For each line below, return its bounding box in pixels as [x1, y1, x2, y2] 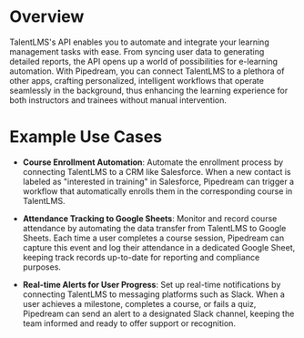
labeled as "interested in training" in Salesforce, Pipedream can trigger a [22, 176, 294, 187]
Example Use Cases [9, 127, 163, 148]
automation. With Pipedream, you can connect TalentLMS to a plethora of [9, 66, 285, 77]
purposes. [22, 261, 62, 272]
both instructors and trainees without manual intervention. [9, 94, 228, 106]
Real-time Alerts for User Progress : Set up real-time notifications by [22, 279, 281, 290]
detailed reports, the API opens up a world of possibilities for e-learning [9, 56, 279, 67]
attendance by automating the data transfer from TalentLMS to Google [22, 222, 287, 233]
